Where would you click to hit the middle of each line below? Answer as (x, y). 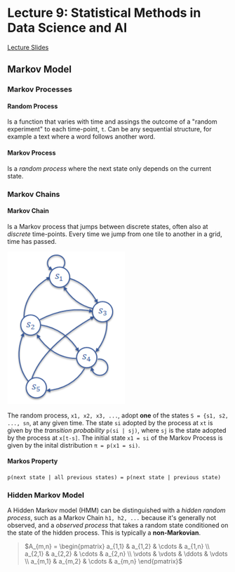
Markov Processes (40, 89)
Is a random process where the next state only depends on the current (109, 168)
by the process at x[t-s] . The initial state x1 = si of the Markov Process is (115, 438)
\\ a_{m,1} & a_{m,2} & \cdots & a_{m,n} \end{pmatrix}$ (103, 561)
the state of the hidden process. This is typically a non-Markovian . (104, 533)
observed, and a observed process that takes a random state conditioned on (118, 526)
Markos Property (33, 461)
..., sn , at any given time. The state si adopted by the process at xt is (110, 422)
